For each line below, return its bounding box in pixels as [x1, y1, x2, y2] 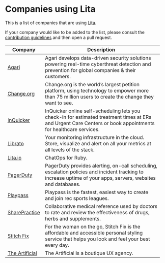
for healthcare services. [45, 126, 100, 132]
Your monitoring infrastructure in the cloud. [45, 134, 144, 141]
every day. [45, 241, 70, 248]
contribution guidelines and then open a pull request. [5, 34, 112, 40]
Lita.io [7, 154, 22, 161]
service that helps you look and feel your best [45, 235, 150, 242]
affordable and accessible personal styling [45, 229, 143, 236]
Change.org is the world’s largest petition [45, 81, 140, 88]
